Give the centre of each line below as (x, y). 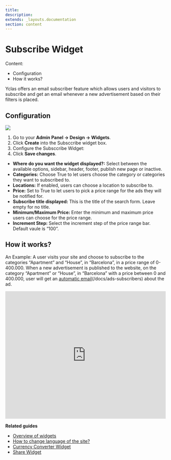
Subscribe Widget (44, 49)
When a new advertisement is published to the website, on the (91, 268)
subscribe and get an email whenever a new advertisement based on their (83, 94)
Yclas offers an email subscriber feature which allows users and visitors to (83, 89)
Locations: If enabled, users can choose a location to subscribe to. (83, 185)
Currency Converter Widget (42, 446)
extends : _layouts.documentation (41, 19)
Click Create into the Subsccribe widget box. (60, 143)
